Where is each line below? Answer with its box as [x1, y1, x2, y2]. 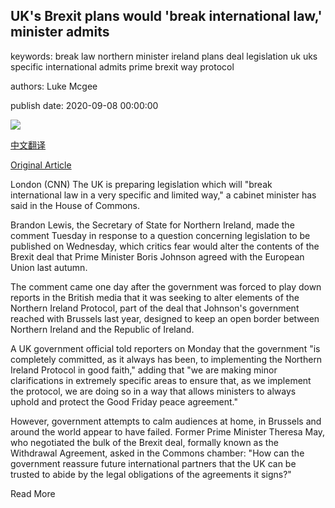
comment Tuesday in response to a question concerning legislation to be [10, 229, 311, 241]
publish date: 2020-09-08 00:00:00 [10, 99, 159, 111]
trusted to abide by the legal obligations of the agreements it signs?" [10, 468, 292, 480]
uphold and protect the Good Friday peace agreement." [10, 395, 238, 408]
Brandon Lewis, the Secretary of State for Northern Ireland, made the [10, 219, 295, 231]
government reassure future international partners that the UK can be [10, 457, 297, 469]
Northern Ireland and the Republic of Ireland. [10, 323, 195, 335]
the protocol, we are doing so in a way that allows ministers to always [10, 385, 297, 397]
